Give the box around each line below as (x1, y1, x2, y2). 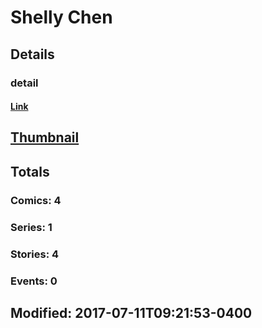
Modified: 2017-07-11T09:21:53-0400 (10, 304, 253, 321)
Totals (10, 163, 50, 180)
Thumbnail (10, 129, 80, 146)
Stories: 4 (10, 247, 60, 261)
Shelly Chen (10, 6, 113, 29)
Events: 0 (10, 274, 58, 288)
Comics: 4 (10, 193, 62, 207)
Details (10, 46, 55, 63)
